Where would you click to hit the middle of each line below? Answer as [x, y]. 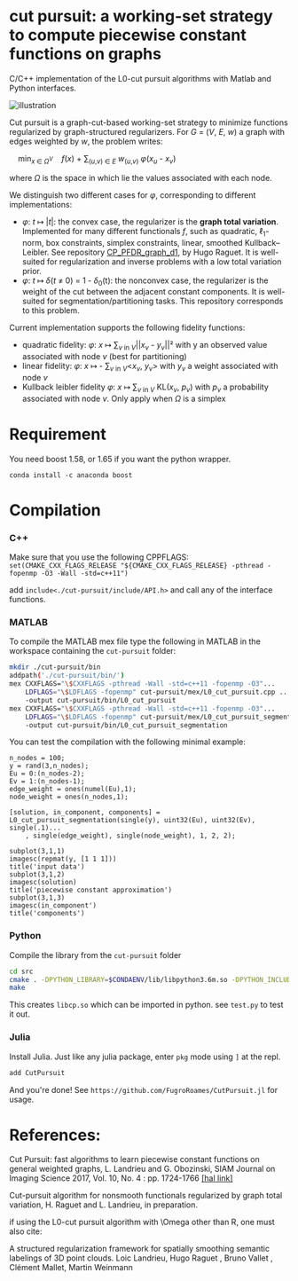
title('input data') [47, 867]
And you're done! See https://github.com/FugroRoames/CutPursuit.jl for [144, 1089]
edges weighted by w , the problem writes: [86, 141]
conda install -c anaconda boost [71, 475]
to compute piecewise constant [128, 35]
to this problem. [51, 310]
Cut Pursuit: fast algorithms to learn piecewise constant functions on [134, 1159]
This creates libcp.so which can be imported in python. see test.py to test [146, 1005]
